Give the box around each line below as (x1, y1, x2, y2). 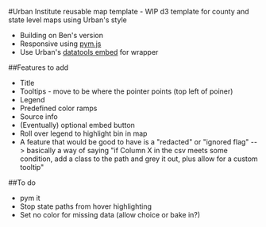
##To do (8, 178, 36, 187)
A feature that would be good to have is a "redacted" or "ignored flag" (19, 137, 249, 146)
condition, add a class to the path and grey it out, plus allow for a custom (19, 154, 258, 164)
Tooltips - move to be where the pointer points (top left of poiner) (19, 87, 233, 96)
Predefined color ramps (19, 103, 98, 113)
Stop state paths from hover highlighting (19, 202, 152, 211)
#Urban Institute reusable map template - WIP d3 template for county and (8, 7, 249, 16)
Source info (19, 112, 58, 121)
